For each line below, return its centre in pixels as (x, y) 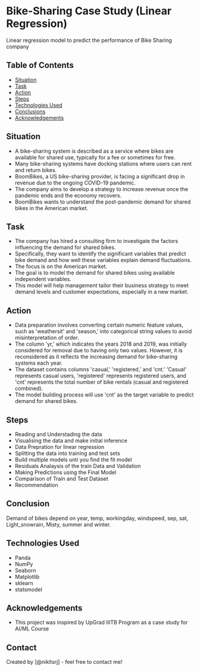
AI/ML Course (32, 629)
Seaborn (25, 570)
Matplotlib (27, 577)
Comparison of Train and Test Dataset (61, 478)
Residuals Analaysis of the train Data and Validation (78, 466)
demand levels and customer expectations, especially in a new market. (101, 292)
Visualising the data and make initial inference (71, 441)
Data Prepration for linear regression (60, 447)
